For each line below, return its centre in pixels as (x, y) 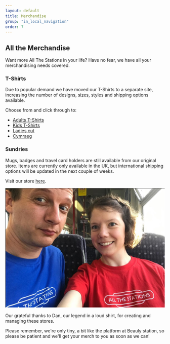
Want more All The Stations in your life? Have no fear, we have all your (78, 60)
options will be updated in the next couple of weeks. (60, 171)
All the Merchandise (38, 48)
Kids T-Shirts (26, 125)
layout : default (22, 11)
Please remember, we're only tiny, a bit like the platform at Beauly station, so (85, 331)
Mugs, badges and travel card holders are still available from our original (81, 160)
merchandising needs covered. (37, 65)
